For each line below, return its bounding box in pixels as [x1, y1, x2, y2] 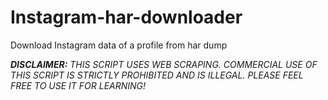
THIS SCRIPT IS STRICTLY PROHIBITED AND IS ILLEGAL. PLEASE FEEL [10, 69, 304, 81]
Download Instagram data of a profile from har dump [10, 39, 228, 51]
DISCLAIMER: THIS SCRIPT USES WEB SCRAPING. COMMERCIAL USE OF [10, 58, 318, 70]
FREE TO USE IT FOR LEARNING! [10, 79, 147, 91]
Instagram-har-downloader [10, 6, 243, 29]
